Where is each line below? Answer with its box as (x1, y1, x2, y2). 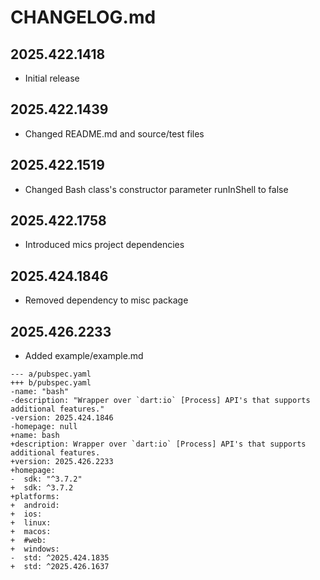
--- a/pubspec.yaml (10, 369, 92, 380)
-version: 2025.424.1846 (10, 413, 114, 423)
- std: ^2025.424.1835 (10, 553, 110, 563)
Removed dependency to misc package (24, 294, 189, 306)
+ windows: (10, 544, 60, 555)
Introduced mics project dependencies (24, 239, 185, 251)
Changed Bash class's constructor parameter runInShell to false (24, 183, 289, 195)
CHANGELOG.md (10, 6, 157, 29)
